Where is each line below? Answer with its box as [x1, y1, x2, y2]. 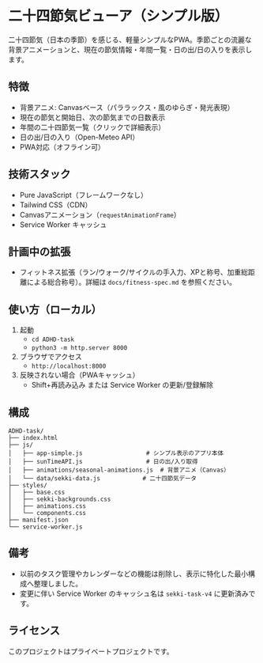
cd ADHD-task [31, 335, 75, 344]
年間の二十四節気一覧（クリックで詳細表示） [19, 122, 166, 131]
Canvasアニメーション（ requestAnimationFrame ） [19, 210, 181, 219]
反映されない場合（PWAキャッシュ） [19, 370, 140, 380]
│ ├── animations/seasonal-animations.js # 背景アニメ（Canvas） [8, 466, 231, 474]
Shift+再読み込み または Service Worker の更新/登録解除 [31, 381, 214, 390]
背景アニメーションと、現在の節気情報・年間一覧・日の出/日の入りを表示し [8, 44, 253, 54]
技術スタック [8, 168, 71, 181]
